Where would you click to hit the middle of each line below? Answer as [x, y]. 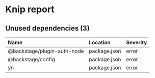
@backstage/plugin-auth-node [46, 51]
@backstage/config [31, 59]
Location [100, 43]
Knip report [30, 9]
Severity [136, 43]
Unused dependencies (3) [48, 28]
